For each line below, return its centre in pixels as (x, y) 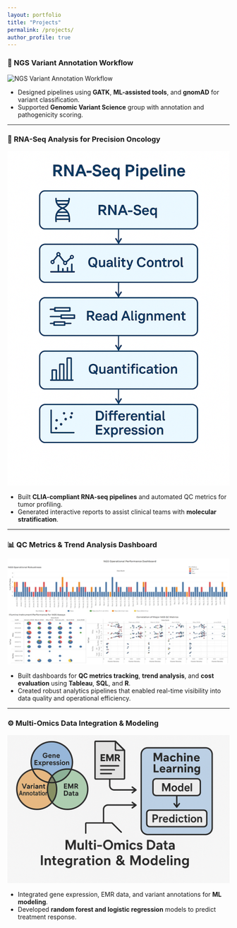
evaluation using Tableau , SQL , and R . (74, 683)
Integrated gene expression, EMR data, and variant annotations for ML (120, 895)
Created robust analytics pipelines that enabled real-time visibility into (119, 691)
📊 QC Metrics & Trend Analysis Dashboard (82, 544)
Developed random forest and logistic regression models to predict (117, 910)
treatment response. (47, 917)
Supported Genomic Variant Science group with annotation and (111, 107)
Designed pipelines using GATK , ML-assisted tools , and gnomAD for (119, 92)
